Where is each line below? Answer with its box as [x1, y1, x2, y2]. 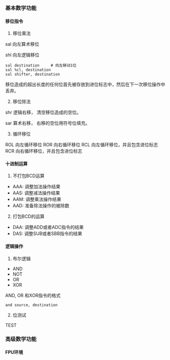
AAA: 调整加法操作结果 [12, 184, 61, 190]
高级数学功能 [5, 336, 37, 343]
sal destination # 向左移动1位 [5, 63, 77, 68]
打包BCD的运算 [12, 213, 45, 219]
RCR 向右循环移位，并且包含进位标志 [5, 148, 83, 154]
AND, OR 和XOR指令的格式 [5, 292, 61, 298]
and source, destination [5, 302, 58, 308]
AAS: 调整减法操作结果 [12, 190, 60, 196]
